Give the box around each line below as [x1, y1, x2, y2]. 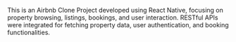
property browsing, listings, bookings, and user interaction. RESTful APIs [7, 13, 218, 22]
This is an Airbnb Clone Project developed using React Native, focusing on [7, 6, 223, 14]
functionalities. [7, 28, 51, 36]
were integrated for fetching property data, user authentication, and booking [7, 21, 229, 29]
